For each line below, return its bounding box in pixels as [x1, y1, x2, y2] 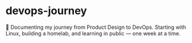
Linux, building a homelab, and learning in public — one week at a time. [5, 29, 181, 37]
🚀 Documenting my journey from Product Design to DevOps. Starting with [5, 24, 186, 31]
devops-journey [5, 4, 87, 18]
